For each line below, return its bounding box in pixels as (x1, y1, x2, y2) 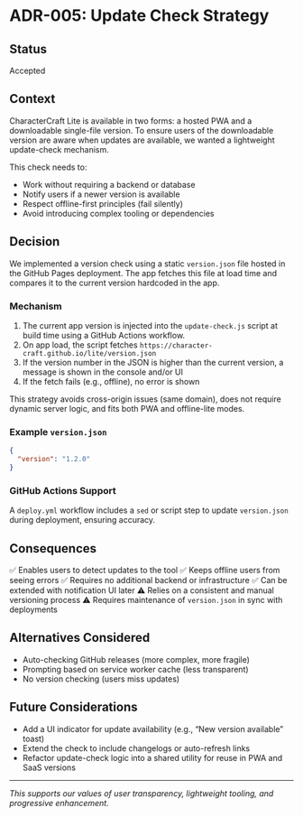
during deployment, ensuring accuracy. (9, 515, 156, 525)
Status (9, 42, 48, 57)
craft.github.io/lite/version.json (22, 348, 157, 357)
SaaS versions (22, 762, 77, 773)
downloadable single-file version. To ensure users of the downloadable (9, 125, 274, 135)
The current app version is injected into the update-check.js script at (22, 320, 278, 330)
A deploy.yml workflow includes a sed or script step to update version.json (9, 505, 289, 515)
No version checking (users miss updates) (22, 673, 180, 684)
